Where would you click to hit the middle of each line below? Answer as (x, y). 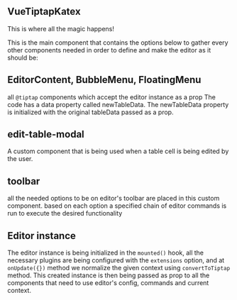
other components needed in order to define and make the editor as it (109, 50)
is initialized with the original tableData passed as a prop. (90, 112)
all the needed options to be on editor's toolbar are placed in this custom (114, 199)
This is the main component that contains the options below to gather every (118, 43)
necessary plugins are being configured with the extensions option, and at (116, 260)
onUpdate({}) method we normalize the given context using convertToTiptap (119, 268)
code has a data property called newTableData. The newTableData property (118, 104)
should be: (23, 57)
